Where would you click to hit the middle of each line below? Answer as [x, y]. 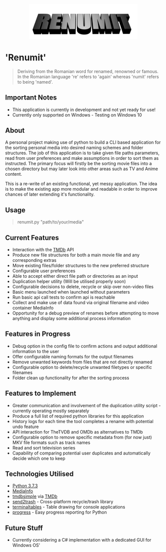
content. [14, 174]
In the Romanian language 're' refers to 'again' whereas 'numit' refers [88, 77]
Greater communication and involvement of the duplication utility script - [86, 405]
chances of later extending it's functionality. [50, 194]
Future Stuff [24, 528]
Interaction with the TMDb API [43, 249]
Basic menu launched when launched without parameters [71, 292]
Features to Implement [41, 393]
